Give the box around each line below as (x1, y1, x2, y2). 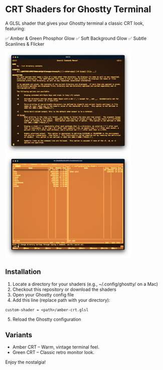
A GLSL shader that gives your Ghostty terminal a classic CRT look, (5, 20, 144, 26)
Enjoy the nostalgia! (5, 359, 46, 365)
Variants (5, 331, 33, 339)
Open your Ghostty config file (12, 291, 74, 298)
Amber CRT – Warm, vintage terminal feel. (12, 344, 99, 350)
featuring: (5, 25, 26, 31)
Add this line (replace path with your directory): (12, 297, 110, 303)
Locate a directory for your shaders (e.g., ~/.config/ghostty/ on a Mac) (12, 281, 158, 287)
